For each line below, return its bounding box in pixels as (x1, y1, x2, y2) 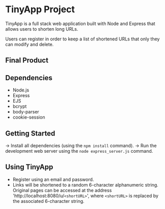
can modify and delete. (5, 41, 54, 47)
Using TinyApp (5, 162, 53, 172)
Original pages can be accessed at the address (12, 187, 112, 193)
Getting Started (5, 129, 56, 137)
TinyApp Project (5, 4, 75, 15)
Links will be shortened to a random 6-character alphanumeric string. (12, 181, 159, 188)
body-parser (12, 109, 39, 115)
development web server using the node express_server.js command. (5, 148, 153, 154)
